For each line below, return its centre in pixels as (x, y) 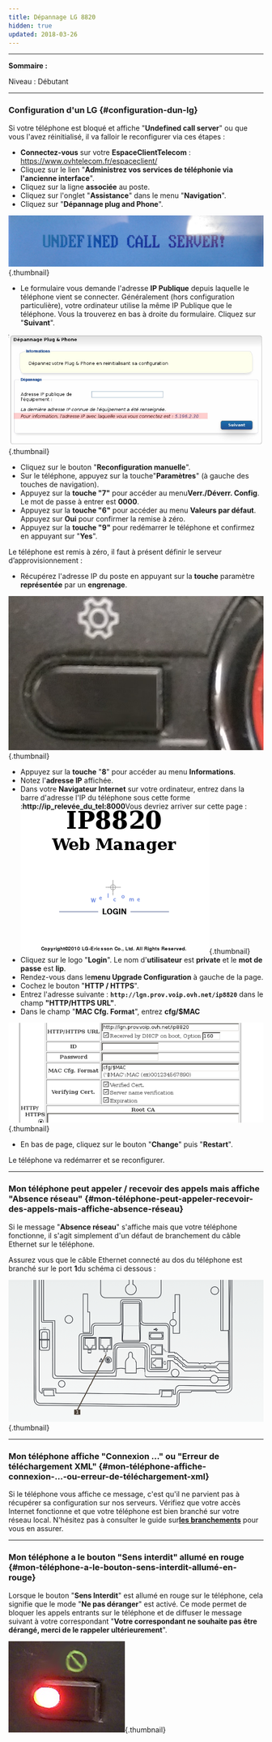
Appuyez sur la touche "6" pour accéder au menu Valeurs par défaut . (138, 510)
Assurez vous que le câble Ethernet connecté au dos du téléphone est (125, 1259)
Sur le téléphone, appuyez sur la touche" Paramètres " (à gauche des (134, 475)
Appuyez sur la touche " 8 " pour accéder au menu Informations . (128, 772)
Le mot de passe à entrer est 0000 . (80, 501)
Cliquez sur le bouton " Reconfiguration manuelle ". (105, 467)
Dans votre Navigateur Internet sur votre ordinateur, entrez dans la (132, 789)
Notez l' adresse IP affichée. (67, 781)
